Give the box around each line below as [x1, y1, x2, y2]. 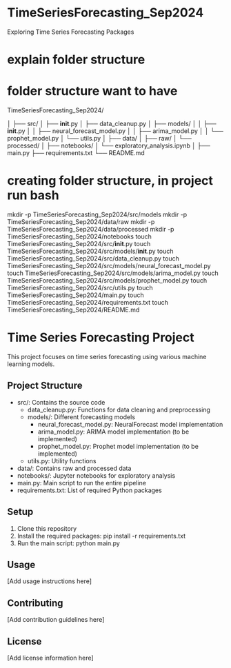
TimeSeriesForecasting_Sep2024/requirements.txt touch [7, 298, 169, 306]
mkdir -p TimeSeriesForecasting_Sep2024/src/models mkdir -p [7, 210, 188, 219]
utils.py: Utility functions [27, 456, 97, 465]
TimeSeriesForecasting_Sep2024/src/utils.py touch [7, 284, 153, 292]
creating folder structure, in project [7, 173, 214, 189]
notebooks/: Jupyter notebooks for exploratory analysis [17, 471, 176, 480]
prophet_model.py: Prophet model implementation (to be [37, 442, 199, 450]
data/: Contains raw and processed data [17, 464, 132, 472]
